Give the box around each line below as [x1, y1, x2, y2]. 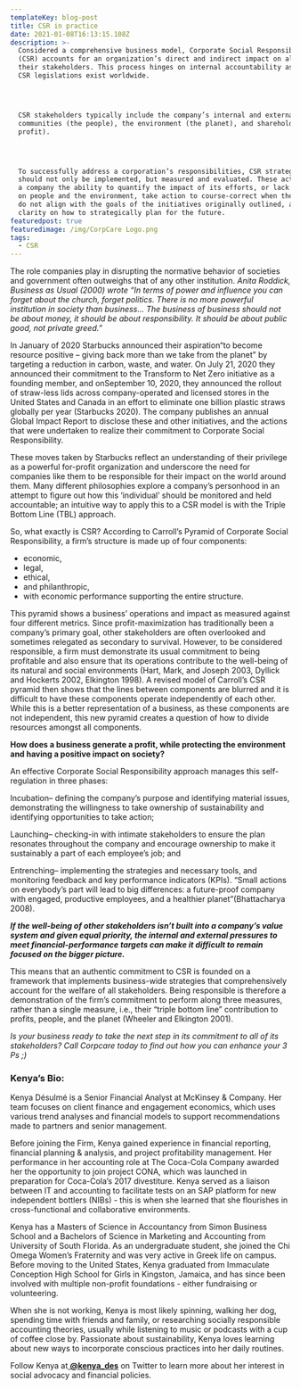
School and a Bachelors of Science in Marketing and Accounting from [10, 1231, 266, 1242]
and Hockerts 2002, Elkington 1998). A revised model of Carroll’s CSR [10, 674, 266, 685]
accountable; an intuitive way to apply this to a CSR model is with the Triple [10, 500, 286, 510]
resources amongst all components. [10, 722, 142, 732]
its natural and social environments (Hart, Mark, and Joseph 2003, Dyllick [10, 666, 280, 676]
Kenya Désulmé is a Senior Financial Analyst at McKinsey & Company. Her [10, 1092, 282, 1103]
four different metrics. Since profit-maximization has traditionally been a [10, 617, 274, 629]
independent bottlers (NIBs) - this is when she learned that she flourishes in [10, 1195, 288, 1205]
